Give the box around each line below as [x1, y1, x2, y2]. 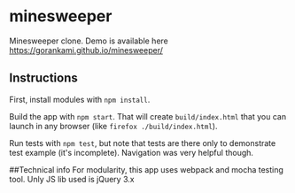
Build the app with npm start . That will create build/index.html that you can [9, 111, 286, 121]
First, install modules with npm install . [9, 94, 151, 104]
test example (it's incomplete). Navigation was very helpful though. [9, 147, 254, 158]
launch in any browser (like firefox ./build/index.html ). [9, 120, 218, 131]
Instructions [9, 71, 78, 86]
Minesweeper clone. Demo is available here [9, 35, 168, 46]
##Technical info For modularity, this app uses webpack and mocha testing [9, 164, 283, 174]
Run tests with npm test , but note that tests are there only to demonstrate [9, 137, 276, 148]
